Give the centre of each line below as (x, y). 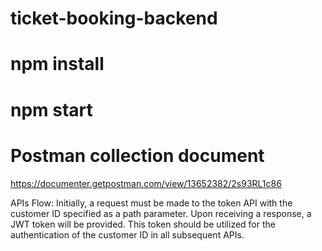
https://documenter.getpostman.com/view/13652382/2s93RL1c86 (146, 183)
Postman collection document (137, 155)
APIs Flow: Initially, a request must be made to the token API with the (151, 203)
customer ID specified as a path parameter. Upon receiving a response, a (161, 213)
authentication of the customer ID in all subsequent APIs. (127, 234)
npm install (57, 64)
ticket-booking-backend (114, 18)
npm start (51, 109)
